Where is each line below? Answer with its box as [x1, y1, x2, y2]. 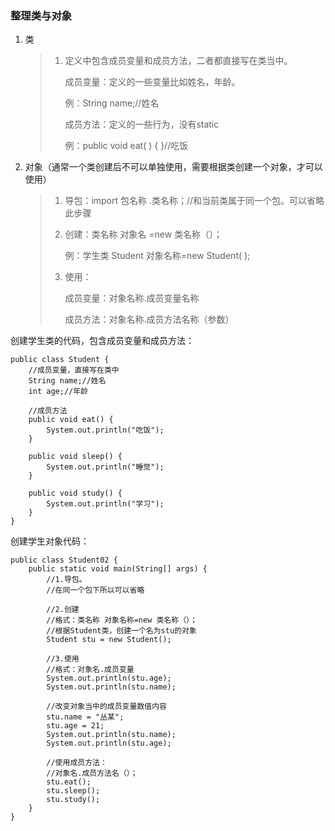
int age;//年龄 [28, 387, 89, 397]
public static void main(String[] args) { [28, 564, 208, 574]
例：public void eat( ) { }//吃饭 [64, 140, 189, 152]
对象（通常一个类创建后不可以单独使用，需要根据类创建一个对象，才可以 [24, 161, 323, 173]
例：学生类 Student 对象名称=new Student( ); [64, 250, 251, 262]
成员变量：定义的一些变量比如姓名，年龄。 [64, 76, 241, 88]
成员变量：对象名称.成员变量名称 [64, 292, 200, 304]
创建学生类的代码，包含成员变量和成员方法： [10, 335, 195, 347]
